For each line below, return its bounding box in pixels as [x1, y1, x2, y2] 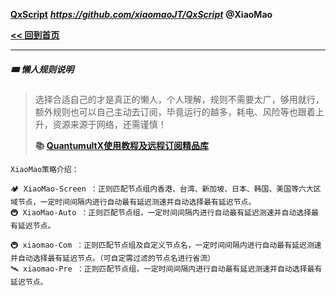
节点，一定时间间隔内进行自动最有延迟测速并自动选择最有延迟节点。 [17, 197, 257, 207]
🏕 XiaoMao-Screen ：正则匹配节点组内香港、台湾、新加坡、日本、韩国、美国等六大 [10, 184, 314, 194]
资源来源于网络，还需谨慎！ [52, 118, 167, 130]
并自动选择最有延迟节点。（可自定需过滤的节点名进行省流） [10, 253, 215, 263]
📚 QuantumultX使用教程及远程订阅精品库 [34, 139, 210, 151]
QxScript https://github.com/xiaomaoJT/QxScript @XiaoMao [10, 9, 273, 20]
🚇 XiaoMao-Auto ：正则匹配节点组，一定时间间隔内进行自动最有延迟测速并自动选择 [10, 207, 312, 218]
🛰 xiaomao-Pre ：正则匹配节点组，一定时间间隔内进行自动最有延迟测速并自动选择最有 [10, 264, 323, 274]
